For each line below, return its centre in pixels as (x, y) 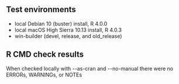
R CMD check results (45, 55)
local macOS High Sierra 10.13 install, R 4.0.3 (68, 30)
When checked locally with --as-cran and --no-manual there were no (90, 68)
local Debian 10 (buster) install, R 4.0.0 (61, 23)
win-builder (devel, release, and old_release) (68, 36)
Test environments (41, 10)
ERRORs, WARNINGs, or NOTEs (44, 75)
